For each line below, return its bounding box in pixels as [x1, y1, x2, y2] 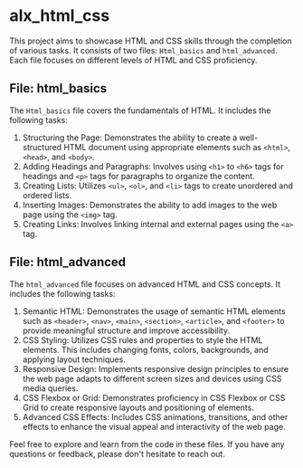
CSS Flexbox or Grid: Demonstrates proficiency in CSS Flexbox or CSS [22, 392, 286, 403]
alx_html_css [9, 5, 110, 26]
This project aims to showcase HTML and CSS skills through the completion [9, 35, 292, 46]
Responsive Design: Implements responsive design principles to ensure [22, 363, 289, 374]
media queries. [22, 382, 79, 394]
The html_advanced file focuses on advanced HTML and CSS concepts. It [9, 278, 280, 290]
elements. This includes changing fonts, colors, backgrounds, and [22, 344, 269, 355]
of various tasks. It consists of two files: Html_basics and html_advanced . [9, 44, 278, 55]
